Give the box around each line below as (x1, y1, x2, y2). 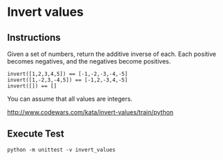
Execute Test (7, 128, 64, 140)
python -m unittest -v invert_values (7, 146, 116, 153)
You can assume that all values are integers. (7, 94, 133, 103)
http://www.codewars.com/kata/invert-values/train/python (7, 108, 174, 116)
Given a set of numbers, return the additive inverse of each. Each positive (7, 50, 216, 58)
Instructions (7, 32, 61, 43)
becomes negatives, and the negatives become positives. (7, 57, 171, 66)
